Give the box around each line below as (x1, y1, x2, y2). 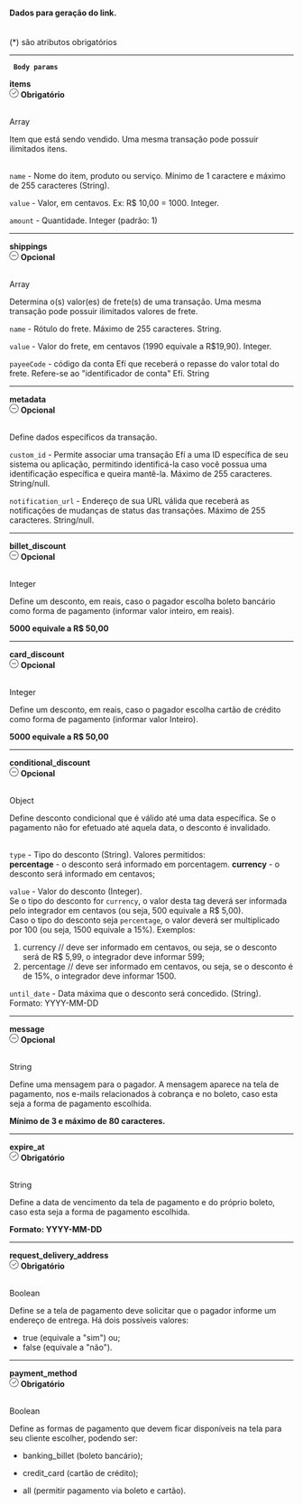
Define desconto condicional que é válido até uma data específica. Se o (9, 813, 277, 823)
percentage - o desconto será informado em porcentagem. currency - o (9, 859, 280, 870)
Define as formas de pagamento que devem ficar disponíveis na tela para (9, 1423, 282, 1435)
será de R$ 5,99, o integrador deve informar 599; (22, 952, 206, 962)
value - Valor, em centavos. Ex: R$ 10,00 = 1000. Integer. (9, 198, 219, 209)
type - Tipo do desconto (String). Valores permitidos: (9, 850, 206, 860)
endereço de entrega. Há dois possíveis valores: (9, 1315, 189, 1326)
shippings (9, 241, 48, 252)
